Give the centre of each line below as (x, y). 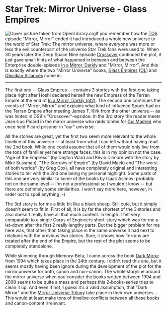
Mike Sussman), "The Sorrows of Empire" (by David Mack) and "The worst (82, 163)
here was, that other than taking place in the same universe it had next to (80, 230)
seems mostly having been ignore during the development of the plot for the (83, 266)
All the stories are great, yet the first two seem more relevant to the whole (81, 136)
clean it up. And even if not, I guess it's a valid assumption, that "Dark (76, 287)
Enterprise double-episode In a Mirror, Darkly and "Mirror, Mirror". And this (82, 65)
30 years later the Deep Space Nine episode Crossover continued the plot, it (83, 54)
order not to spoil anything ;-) (35, 194)
